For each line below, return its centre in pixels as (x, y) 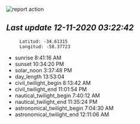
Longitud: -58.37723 (45, 47)
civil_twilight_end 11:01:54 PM (51, 89)
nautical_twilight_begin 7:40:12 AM (57, 96)
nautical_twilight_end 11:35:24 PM (56, 101)
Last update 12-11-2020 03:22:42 (70, 28)
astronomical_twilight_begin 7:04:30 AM (64, 108)
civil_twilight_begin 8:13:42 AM (53, 82)
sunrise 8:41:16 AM (38, 58)
